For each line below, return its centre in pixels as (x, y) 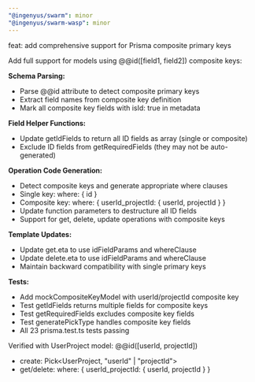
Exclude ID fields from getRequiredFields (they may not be (114, 146)
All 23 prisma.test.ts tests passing (74, 330)
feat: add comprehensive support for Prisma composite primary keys (120, 45)
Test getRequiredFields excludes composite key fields (107, 313)
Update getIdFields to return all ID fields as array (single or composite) (133, 138)
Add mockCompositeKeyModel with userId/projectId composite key (129, 297)
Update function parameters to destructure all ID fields (108, 210)
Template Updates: (40, 234)
